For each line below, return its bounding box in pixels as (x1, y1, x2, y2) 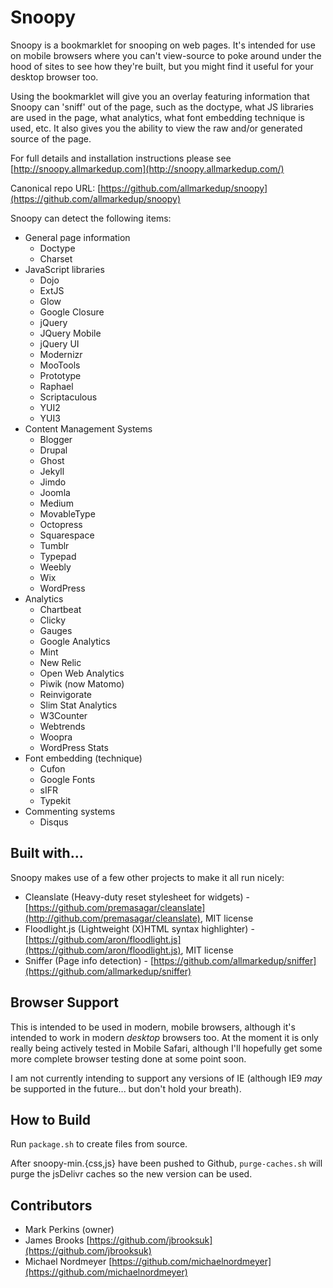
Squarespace (39, 529, 95, 541)
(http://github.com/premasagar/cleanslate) (24, 912, 201, 924)
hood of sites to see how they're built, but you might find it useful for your (10, 60, 314, 72)
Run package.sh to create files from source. (10, 1138, 188, 1150)
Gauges (39, 624, 73, 636)
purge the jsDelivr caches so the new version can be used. (10, 1168, 253, 1180)
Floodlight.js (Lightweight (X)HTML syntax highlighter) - (24, 922, 255, 935)
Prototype (39, 369, 82, 381)
